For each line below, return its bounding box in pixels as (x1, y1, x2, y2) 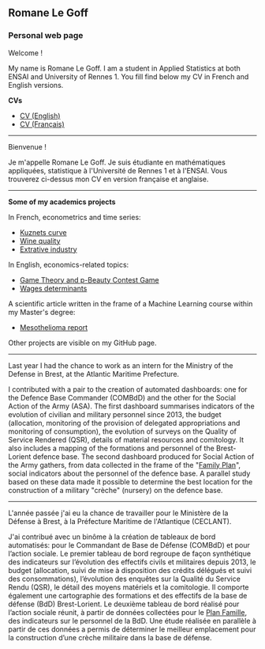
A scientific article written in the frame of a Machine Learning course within (8, 298, 253, 308)
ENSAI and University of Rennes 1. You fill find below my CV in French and (8, 71, 249, 82)
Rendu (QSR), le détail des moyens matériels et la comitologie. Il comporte (8, 582, 250, 592)
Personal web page (8, 30, 84, 41)
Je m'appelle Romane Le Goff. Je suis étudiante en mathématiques (8, 158, 226, 167)
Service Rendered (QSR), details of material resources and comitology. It (8, 435, 244, 444)
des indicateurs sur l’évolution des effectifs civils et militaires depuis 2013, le (8, 557, 256, 567)
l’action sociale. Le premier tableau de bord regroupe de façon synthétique (8, 548, 251, 558)
